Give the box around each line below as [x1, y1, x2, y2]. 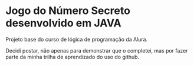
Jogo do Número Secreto [5, 4, 131, 18]
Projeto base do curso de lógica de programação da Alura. [5, 36, 148, 43]
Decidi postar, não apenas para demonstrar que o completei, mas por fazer [5, 47, 188, 54]
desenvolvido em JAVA [5, 16, 121, 30]
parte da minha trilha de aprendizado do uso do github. [5, 53, 140, 60]
